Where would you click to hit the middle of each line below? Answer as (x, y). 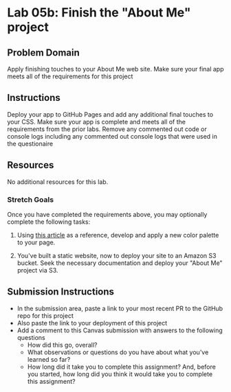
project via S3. (37, 270)
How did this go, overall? (62, 345)
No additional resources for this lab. (58, 182)
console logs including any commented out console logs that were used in (112, 136)
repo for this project (45, 315)
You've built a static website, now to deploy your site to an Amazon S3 (117, 255)
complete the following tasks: (49, 222)
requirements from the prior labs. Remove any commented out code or (107, 129)
